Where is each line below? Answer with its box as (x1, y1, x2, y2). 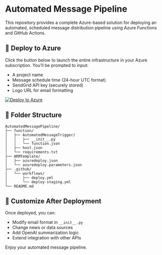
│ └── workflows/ (5, 171, 45, 176)
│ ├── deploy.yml (5, 175, 54, 180)
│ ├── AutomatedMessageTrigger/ (5, 132, 76, 137)
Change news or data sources (12, 225, 73, 231)
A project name (12, 72, 44, 78)
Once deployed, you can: (5, 210, 56, 216)
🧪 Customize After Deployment (5, 197, 102, 205)
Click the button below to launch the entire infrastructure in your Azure (5, 57, 148, 63)
